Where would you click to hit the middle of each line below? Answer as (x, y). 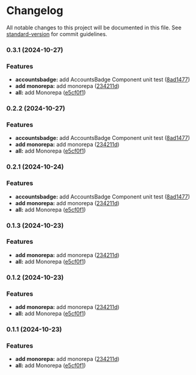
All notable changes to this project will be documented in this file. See (94, 27)
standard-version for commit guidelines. (57, 34)
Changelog (35, 11)
